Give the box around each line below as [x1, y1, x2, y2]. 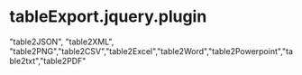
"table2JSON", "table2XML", [9, 36, 114, 47]
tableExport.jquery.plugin [9, 6, 207, 27]
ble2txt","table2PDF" [9, 55, 87, 66]
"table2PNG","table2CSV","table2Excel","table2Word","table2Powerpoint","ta [9, 45, 294, 56]
